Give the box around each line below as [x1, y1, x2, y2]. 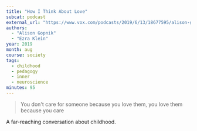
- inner [11, 74, 30, 80]
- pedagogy [11, 68, 38, 74]
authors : [6, 25, 28, 31]
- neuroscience [11, 80, 49, 85]
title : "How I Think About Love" [6, 8, 88, 15]
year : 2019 [6, 42, 33, 47]
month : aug [6, 47, 33, 53]
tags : [6, 57, 19, 63]
